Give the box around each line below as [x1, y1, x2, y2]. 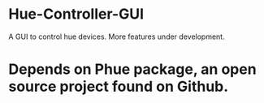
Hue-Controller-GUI [8, 5, 145, 24]
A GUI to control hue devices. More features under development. [8, 32, 225, 41]
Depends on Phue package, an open [8, 60, 258, 79]
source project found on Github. [8, 78, 229, 96]
